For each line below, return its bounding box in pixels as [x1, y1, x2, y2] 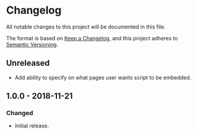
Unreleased [6, 58, 50, 68]
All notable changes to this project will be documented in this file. [6, 23, 166, 30]
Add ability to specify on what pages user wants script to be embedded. [14, 74, 192, 81]
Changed [6, 109, 34, 117]
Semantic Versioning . [6, 41, 58, 48]
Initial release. [14, 122, 49, 129]
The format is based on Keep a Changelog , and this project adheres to [6, 34, 178, 42]
